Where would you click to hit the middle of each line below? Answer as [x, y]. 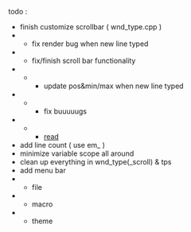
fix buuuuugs [65, 111]
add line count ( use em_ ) [62, 145]
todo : [18, 12]
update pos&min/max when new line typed [114, 86]
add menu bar [43, 170]
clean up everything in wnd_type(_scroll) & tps [95, 162]
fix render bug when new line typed [90, 44]
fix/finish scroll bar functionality [84, 60]
